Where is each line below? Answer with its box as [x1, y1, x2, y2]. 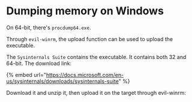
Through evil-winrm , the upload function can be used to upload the [6, 35, 173, 42]
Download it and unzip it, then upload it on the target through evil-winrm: [6, 89, 186, 96]
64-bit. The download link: [6, 60, 72, 67]
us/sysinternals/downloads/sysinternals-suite [6, 78, 119, 85]
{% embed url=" [6, 71, 47, 78]
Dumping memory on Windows [6, 4, 164, 18]
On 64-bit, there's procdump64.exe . [6, 24, 91, 31]
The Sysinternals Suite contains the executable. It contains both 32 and [6, 53, 187, 60]
